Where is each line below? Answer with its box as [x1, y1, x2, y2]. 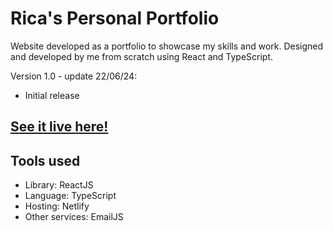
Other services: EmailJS [24, 211, 124, 223]
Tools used [10, 152, 81, 169]
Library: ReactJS [24, 179, 94, 191]
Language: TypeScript [24, 190, 117, 202]
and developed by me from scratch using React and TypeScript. [10, 50, 274, 62]
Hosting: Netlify [24, 200, 90, 212]
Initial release [24, 89, 80, 101]
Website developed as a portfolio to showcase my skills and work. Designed [10, 40, 324, 52]
